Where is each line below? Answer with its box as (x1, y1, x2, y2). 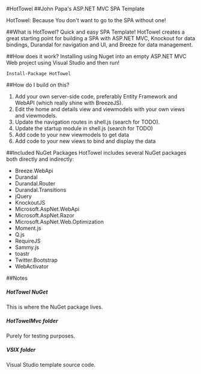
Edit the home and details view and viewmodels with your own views (14, 106, 185, 113)
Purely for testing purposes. (6, 332, 76, 339)
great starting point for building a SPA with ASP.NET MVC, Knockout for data (6, 35, 196, 41)
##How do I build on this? (6, 81, 70, 88)
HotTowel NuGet (6, 288, 48, 295)
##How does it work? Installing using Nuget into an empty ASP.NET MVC (6, 53, 187, 59)
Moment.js (14, 225, 41, 232)
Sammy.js (14, 244, 40, 251)
